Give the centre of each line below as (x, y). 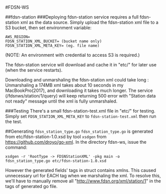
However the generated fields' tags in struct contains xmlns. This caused (81, 170)
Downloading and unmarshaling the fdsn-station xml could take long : (77, 80)
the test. (14, 122)
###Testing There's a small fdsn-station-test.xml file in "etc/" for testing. (80, 111)
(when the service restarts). (34, 70)
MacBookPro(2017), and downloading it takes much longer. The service (79, 90)
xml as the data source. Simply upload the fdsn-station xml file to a (90, 22)
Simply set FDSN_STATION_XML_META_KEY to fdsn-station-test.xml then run (81, 116)
